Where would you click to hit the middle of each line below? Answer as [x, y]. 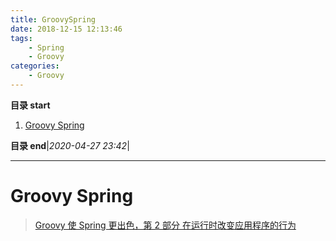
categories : [35, 66]
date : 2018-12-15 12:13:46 [66, 29]
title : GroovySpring [53, 19]
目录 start [30, 105]
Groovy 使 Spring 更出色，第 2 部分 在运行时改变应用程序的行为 [165, 225]
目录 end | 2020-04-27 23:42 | [70, 145]
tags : [21, 38]
